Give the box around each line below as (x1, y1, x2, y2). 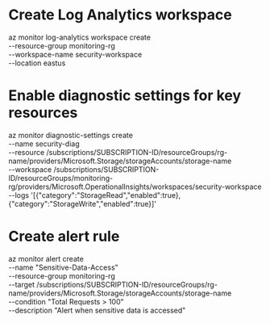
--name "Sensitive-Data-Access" (8, 262, 118, 272)
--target (8, 279, 35, 289)
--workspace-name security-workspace (8, 49, 143, 59)
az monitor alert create (8, 254, 85, 263)
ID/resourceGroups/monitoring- (8, 173, 114, 182)
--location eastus (8, 58, 66, 68)
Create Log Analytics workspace (8, 6, 232, 24)
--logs (8, 190, 30, 199)
